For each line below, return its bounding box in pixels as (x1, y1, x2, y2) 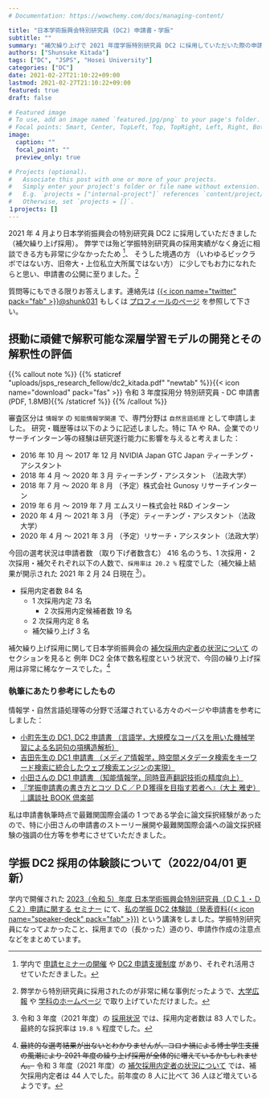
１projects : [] (8, 205, 58, 213)
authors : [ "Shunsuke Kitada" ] (8, 49, 110, 57)
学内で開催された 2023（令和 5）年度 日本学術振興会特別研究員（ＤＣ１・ (8, 894, 255, 904)
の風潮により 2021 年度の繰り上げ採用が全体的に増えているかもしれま (19, 1050, 251, 1060)
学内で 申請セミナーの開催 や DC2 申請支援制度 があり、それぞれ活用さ (19, 959, 256, 969)
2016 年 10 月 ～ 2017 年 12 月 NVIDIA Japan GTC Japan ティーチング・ (19, 450, 256, 460)
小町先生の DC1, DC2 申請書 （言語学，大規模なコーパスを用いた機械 (19, 732, 248, 742)
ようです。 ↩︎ (19, 1081, 63, 1091)
